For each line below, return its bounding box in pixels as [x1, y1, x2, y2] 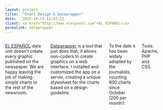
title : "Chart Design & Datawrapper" [5, 12, 84, 17]
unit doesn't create [5, 48, 43, 54]
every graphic [5, 53, 33, 59]
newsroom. [5, 90, 28, 96]
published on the [5, 59, 39, 65]
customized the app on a [50, 69, 100, 75]
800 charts [109, 79, 131, 86]
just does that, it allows [50, 48, 97, 54]
